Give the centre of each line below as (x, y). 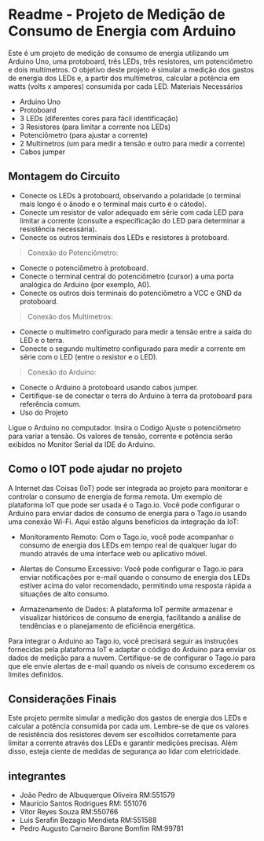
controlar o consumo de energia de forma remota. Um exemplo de (115, 496)
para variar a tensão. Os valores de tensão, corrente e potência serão (121, 436)
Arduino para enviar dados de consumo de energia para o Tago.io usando (128, 513)
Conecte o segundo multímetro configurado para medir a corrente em (132, 349)
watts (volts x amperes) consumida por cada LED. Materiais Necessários (126, 86)
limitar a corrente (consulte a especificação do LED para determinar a (132, 220)
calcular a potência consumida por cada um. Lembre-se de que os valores (128, 726)
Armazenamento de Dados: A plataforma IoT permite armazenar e (126, 609)
